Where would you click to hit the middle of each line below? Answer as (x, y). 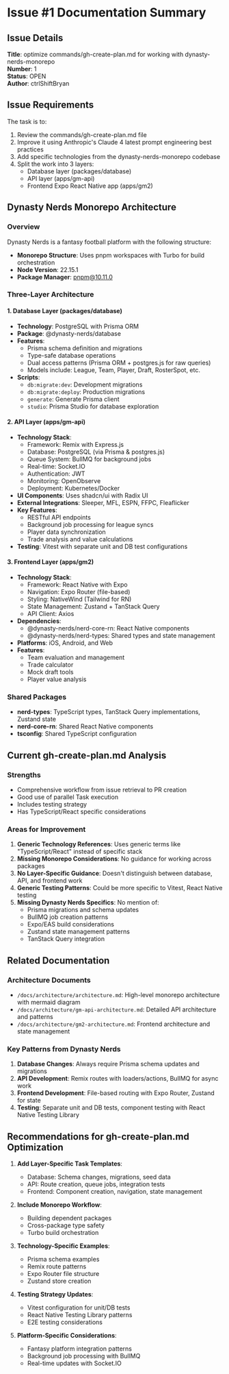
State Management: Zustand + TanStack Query (93, 606)
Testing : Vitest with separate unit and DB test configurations (102, 546)
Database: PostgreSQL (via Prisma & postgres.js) (96, 452)
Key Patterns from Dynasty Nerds (64, 1048)
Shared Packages (37, 697)
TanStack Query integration (66, 939)
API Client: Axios (51, 614)
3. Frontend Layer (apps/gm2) (51, 562)
